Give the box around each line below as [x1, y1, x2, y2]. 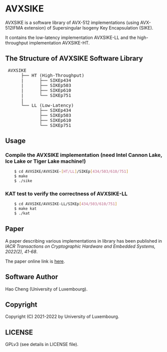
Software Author [5, 273, 58, 281]
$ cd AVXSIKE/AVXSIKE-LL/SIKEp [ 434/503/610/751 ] [14, 202, 117, 207]
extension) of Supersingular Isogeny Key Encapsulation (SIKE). [24, 24, 153, 30]
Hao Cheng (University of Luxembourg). [5, 286, 88, 292]
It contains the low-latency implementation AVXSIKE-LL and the [5, 34, 136, 40]
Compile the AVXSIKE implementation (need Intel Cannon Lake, [5, 152, 162, 159]
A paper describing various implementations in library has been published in [5, 238, 162, 244]
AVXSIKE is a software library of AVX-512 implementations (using [5, 19, 139, 25]
